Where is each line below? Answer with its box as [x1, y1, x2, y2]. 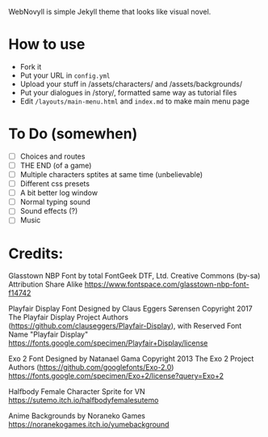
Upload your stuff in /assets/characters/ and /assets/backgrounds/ [19, 78, 243, 88]
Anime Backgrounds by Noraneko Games [8, 411, 145, 421]
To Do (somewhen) [8, 125, 138, 143]
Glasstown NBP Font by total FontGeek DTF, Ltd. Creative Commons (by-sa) [8, 271, 261, 281]
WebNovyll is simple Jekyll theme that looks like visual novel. [8, 7, 211, 16]
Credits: [8, 244, 64, 262]
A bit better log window [19, 188, 98, 197]
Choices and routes [19, 151, 86, 161]
